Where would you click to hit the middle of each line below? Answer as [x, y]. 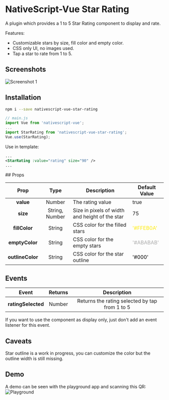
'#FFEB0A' [145, 228]
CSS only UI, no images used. [43, 48]
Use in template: [22, 146]
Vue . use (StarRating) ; [28, 137]
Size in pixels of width [99, 211]
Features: [15, 33]
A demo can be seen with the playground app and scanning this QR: [76, 386]
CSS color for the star [98, 254]
